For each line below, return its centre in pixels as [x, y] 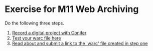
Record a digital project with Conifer [49, 32]
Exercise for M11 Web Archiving [72, 9]
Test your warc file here [36, 38]
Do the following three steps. [35, 23]
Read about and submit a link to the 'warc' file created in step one [80, 43]
